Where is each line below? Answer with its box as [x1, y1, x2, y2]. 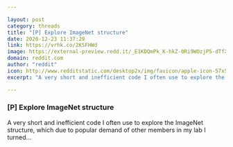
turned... [7, 133, 32, 141]
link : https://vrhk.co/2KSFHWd [7, 42, 98, 49]
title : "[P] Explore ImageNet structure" [7, 29, 129, 36]
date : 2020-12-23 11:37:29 [7, 35, 85, 42]
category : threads [7, 22, 60, 30]
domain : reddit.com [7, 55, 64, 62]
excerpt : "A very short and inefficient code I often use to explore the [7, 74, 225, 81]
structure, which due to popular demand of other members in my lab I [7, 126, 206, 134]
